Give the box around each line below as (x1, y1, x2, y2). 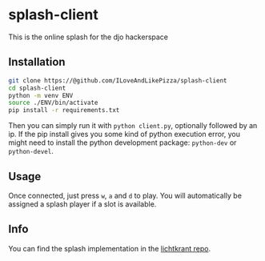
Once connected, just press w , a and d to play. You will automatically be (8, 191, 243, 200)
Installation (8, 55, 66, 69)
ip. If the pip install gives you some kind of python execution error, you (8, 130, 241, 139)
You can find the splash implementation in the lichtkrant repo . (8, 243, 211, 253)
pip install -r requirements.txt (8, 106, 120, 114)
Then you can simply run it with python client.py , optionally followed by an (8, 121, 258, 130)
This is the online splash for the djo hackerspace (8, 32, 169, 42)
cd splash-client (8, 84, 66, 92)
